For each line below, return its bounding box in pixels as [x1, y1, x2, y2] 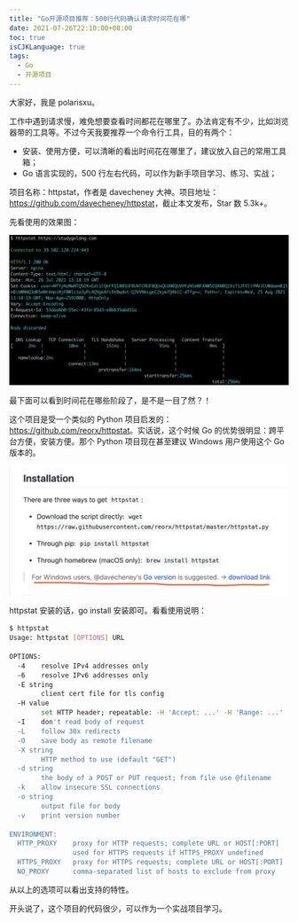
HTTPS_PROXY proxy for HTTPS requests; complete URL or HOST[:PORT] [17, 858, 284, 867]
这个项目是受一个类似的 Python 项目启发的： [9, 413, 172, 425]
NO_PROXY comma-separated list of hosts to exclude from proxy [17, 867, 276, 877]
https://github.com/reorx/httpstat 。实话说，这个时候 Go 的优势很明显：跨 [9, 425, 277, 435]
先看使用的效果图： [9, 216, 80, 227]
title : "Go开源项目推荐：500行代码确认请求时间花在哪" [9, 14, 191, 23]
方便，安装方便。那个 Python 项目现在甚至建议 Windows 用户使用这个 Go [16, 435, 286, 447]
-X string [17, 746, 53, 754]
